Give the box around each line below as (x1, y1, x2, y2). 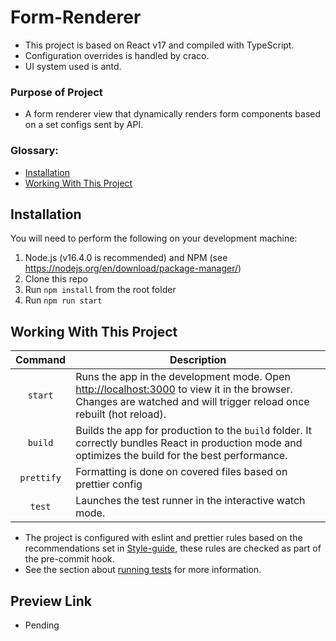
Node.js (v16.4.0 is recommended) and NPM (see (24, 252, 228, 264)
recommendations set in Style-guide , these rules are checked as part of (24, 542, 322, 555)
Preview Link (10, 592, 92, 610)
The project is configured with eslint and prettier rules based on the (24, 532, 303, 544)
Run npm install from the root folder (24, 284, 177, 296)
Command (15, 353, 67, 367)
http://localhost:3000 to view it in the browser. (75, 382, 293, 396)
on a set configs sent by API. (24, 119, 144, 131)
